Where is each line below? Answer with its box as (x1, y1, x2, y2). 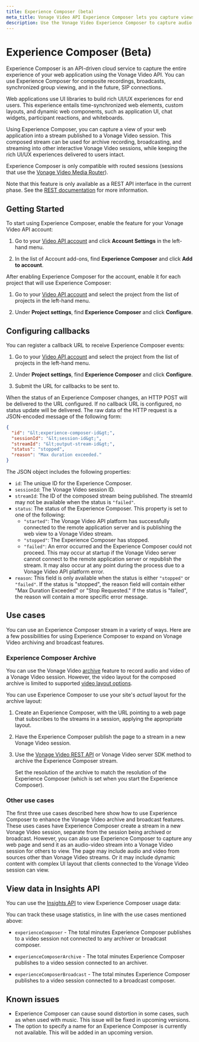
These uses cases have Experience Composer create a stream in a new (6, 822, 181, 829)
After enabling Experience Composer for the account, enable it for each (6, 273, 181, 280)
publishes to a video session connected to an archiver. (14, 959, 148, 967)
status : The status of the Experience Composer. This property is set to (14, 505, 188, 512)
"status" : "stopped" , (11, 446, 65, 452)
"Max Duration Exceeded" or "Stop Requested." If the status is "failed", (14, 587, 188, 594)
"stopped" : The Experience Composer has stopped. (23, 537, 149, 544)
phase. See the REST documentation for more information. (6, 186, 149, 194)
